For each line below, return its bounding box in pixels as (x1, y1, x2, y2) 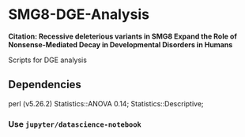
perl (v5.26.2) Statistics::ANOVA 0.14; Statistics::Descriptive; (8, 98, 204, 108)
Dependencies (8, 78, 81, 91)
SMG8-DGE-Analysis (8, 6, 150, 24)
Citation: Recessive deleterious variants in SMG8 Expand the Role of (8, 31, 237, 41)
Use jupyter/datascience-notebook (8, 118, 142, 129)
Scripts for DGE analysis (8, 55, 87, 65)
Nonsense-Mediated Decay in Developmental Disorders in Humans (8, 39, 233, 49)
